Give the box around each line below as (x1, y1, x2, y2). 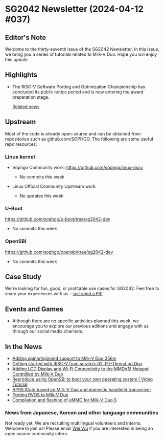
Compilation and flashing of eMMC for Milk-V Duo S (12, 397, 117, 403)
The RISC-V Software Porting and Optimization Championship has (12, 84, 145, 89)
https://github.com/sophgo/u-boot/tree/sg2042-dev (5, 216, 111, 222)
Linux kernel (5, 153, 35, 160)
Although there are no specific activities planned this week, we (12, 318, 139, 324)
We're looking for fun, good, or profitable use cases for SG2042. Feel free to (5, 286, 160, 291)
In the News (5, 342, 43, 351)
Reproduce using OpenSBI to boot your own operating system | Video (12, 376, 153, 382)
